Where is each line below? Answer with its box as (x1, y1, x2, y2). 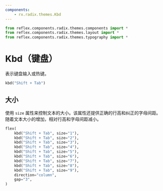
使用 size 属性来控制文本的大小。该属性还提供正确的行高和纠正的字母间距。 (5, 110, 161, 116)
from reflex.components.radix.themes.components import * (5, 25, 128, 30)
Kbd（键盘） (5, 53, 58, 65)
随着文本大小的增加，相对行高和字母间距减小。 (5, 116, 101, 122)
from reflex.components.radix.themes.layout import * (5, 30, 120, 35)
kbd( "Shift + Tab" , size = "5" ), (14, 149, 79, 155)
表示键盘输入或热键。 (5, 71, 49, 77)
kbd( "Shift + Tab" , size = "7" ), (14, 158, 79, 164)
